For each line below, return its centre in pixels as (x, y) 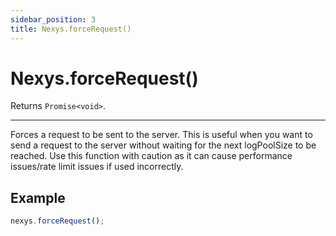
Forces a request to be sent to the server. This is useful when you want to (161, 135)
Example (38, 197)
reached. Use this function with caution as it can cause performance (151, 156)
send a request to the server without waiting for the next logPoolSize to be (163, 145)
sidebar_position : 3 (53, 19)
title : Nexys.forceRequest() (71, 29)
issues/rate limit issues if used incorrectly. (97, 167)
